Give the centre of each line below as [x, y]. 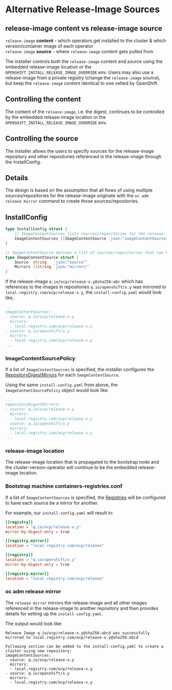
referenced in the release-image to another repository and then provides [82, 608]
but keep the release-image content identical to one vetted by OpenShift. [82, 83]
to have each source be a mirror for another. [52, 503]
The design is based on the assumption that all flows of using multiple [79, 190]
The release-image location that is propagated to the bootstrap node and [82, 462]
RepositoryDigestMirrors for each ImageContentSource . [62, 375]
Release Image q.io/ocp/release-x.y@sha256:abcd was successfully [78, 633]
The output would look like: [34, 623]
